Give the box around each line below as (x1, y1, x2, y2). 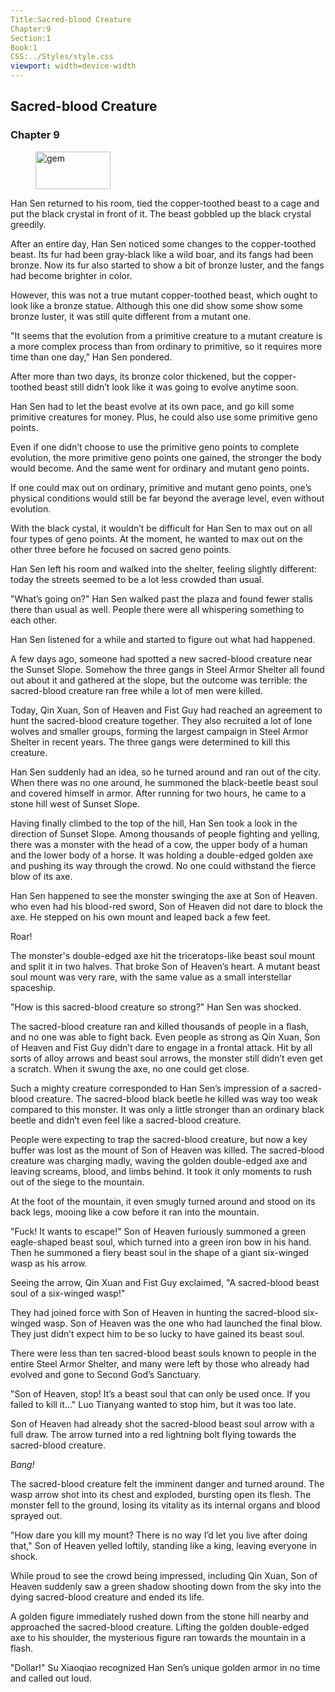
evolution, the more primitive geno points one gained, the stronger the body (10, 451, 322, 463)
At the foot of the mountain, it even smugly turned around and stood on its (10, 1195, 316, 1207)
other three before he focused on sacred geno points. (10, 543, 232, 555)
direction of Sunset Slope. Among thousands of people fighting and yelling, (10, 827, 320, 840)
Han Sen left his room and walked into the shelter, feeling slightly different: (10, 562, 317, 575)
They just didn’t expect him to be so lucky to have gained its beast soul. (10, 1327, 305, 1340)
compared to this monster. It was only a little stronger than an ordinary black (10, 1103, 325, 1115)
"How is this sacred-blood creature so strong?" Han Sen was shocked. (10, 1001, 302, 1013)
